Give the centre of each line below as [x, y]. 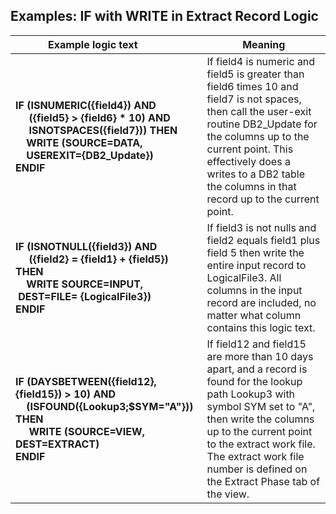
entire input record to [256, 265]
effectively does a [248, 161]
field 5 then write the [255, 252]
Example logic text [92, 44]
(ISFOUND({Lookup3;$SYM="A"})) [110, 406]
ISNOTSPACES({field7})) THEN [103, 130]
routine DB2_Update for [262, 124]
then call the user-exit [259, 111]
